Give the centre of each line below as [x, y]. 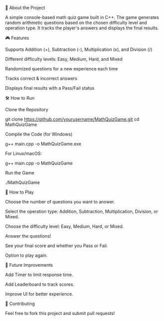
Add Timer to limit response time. [39, 275]
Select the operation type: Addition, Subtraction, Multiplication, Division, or [82, 211]
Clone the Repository [27, 109]
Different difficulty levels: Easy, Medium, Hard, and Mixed [64, 59]
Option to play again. [27, 255]
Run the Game [20, 173]
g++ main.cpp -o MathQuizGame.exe [43, 144]
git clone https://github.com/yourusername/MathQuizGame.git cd [72, 119]
